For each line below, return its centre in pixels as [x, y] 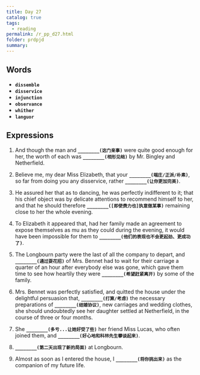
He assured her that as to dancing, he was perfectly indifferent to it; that [104, 192]
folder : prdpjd [25, 40]
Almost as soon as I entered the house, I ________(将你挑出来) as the [98, 359]
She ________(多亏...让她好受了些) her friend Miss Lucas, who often [97, 329]
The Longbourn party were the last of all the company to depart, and [100, 254]
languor [24, 117]
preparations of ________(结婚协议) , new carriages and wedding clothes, [104, 304]
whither [24, 110]
